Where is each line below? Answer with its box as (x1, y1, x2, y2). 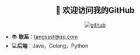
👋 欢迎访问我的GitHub (55, 5, 135, 16)
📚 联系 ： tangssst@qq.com (11, 33, 78, 40)
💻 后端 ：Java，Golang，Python (11, 42, 89, 49)
